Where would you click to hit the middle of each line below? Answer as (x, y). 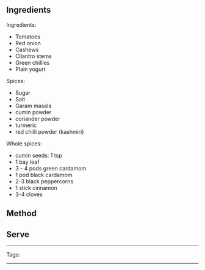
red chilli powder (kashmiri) (49, 131)
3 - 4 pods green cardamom (51, 168)
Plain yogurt (30, 69)
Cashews (27, 49)
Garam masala (33, 106)
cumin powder (33, 112)
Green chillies (32, 62)
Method (22, 213)
